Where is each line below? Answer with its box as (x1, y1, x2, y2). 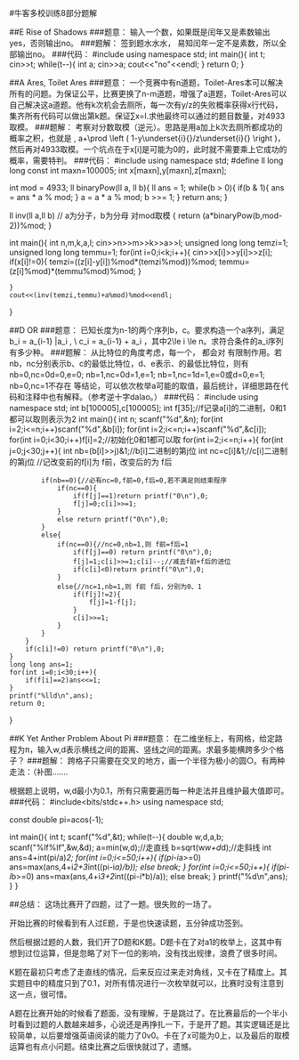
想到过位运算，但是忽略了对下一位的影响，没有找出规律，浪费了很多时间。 (9, 948, 282, 959)
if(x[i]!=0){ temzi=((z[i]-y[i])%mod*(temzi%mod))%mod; (9, 256, 218, 267)
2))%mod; (9, 221, 46, 231)
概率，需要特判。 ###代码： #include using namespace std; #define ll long (9, 155, 284, 166)
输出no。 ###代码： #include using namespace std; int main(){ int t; (16, 49, 266, 60)
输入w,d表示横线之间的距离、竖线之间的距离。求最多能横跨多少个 (36, 744, 277, 755)
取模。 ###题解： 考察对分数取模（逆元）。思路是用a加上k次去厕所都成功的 (9, 122, 283, 132)
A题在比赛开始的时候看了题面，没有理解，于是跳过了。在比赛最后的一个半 (9, 1008, 280, 1018)
